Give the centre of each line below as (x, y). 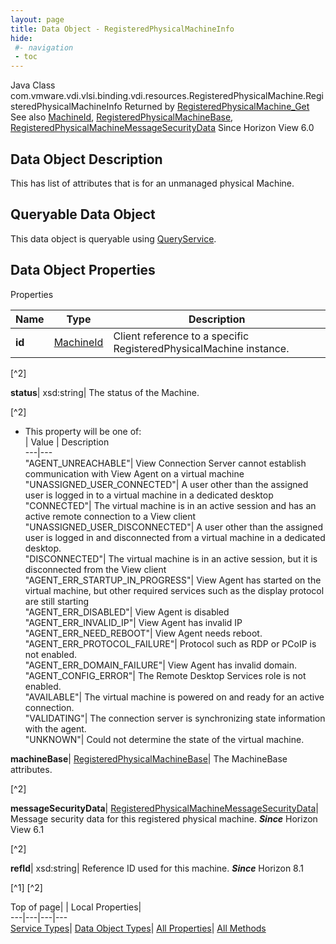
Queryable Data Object (83, 214)
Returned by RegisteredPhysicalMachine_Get (217, 107)
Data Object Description (86, 159)
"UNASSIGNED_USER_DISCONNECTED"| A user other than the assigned (174, 527)
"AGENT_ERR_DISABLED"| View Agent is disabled (127, 612)
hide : (21, 38)
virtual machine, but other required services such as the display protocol (174, 590)
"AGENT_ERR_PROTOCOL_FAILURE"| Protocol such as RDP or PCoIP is (170, 643)
